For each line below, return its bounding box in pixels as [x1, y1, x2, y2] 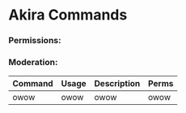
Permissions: [8, 35, 61, 46]
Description [94, 77, 141, 89]
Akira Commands [8, 6, 128, 24]
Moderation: [8, 57, 58, 68]
